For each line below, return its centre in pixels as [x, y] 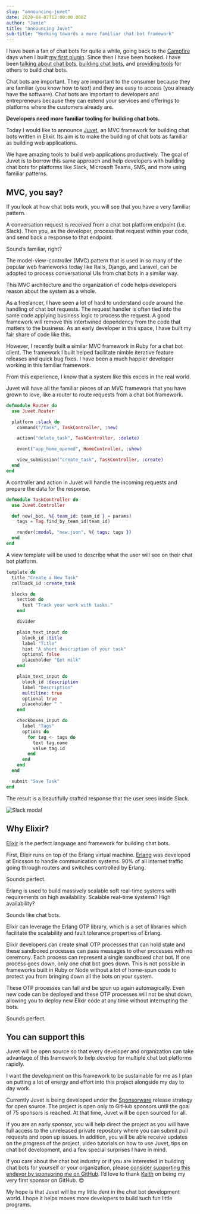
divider [26, 622]
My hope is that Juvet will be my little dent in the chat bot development [93, 1192]
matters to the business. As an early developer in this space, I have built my [99, 328]
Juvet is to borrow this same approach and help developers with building [96, 161]
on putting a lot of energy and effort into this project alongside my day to [95, 1082]
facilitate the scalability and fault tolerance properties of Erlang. [84, 932]
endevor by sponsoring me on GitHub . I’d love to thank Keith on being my [96, 1174]
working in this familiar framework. [49, 365]
